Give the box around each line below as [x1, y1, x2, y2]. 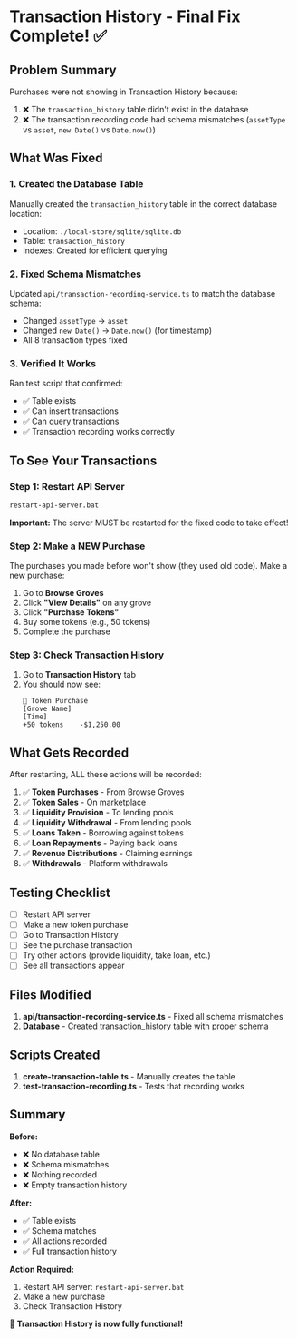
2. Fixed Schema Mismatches [9, 268, 142, 280]
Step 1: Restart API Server [9, 480, 125, 493]
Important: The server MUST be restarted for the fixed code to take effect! [9, 517, 289, 528]
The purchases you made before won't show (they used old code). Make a [9, 561, 288, 571]
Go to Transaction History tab [22, 669, 137, 680]
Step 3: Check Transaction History [9, 649, 165, 661]
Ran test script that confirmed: [9, 378, 123, 389]
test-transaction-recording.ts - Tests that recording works [22, 1081, 244, 1092]
